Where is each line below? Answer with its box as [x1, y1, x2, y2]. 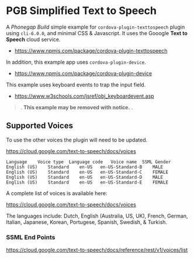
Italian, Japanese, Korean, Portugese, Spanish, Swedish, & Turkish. [6, 218, 168, 226]
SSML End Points [6, 233, 56, 241]
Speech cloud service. [6, 36, 61, 43]
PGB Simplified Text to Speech [6, 4, 157, 18]
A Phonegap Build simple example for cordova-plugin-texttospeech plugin [6, 23, 185, 30]
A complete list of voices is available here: [6, 189, 108, 196]
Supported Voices [6, 121, 73, 131]
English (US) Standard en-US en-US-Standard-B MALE [6, 164, 164, 170]
